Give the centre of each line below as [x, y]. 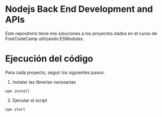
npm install [17, 91]
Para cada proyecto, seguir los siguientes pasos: [55, 72]
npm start [15, 109]
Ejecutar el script [30, 100]
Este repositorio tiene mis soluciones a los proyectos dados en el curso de [81, 33]
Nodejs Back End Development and [79, 9]
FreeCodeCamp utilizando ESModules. [45, 39]
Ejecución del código [49, 59]
